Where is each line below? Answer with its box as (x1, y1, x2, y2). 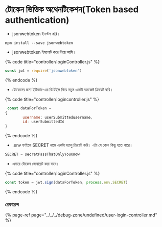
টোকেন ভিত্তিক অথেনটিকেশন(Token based (5, 4, 139, 15)
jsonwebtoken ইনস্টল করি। (12, 31, 60, 37)
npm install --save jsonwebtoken (5, 41, 73, 45)
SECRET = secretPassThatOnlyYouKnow (5, 152, 80, 157)
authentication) (5, 15, 69, 26)
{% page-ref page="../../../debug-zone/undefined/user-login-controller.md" (5, 212, 158, 218)
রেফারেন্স (5, 201, 19, 207)
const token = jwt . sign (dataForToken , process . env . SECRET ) (5, 180, 128, 185)
